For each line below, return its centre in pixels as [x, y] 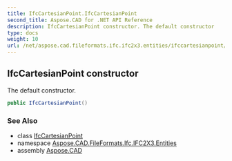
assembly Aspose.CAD [50, 150]
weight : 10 [23, 39]
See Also [22, 120]
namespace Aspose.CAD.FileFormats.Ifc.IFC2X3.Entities [97, 143]
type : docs [23, 33]
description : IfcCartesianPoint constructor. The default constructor [111, 26]
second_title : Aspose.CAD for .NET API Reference [80, 20]
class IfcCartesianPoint [50, 135]
